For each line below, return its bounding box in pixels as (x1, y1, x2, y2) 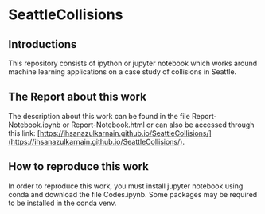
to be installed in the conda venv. (8, 198, 117, 208)
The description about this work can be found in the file (8, 111, 191, 121)
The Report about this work (8, 90, 147, 104)
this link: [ (8, 128, 41, 137)
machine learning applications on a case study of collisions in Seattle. (8, 67, 237, 77)
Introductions (8, 38, 77, 51)
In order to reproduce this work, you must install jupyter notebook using (8, 181, 244, 191)
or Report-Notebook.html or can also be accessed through (62, 120, 255, 129)
